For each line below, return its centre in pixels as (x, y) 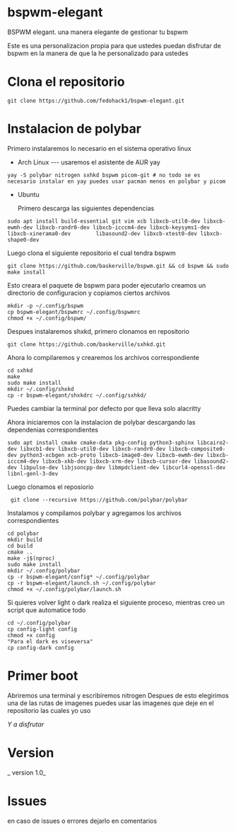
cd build (20, 546)
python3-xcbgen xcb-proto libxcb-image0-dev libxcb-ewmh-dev (112, 455)
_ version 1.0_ (26, 772)
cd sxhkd (20, 370)
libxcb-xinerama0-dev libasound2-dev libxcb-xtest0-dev (102, 234)
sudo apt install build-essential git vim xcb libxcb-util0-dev (104, 221)
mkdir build (25, 539)
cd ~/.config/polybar (39, 623)
